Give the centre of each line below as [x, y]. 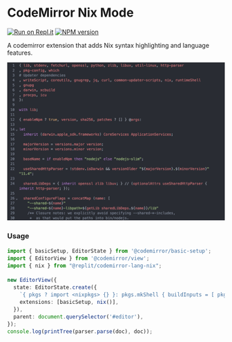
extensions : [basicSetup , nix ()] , [69, 303]
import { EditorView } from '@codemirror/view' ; [78, 258]
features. [20, 53]
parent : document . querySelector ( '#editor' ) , [78, 316]
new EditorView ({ [32, 280]
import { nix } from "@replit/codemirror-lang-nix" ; [85, 265]
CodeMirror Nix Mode [70, 13]
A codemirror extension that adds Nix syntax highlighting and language [108, 45]
